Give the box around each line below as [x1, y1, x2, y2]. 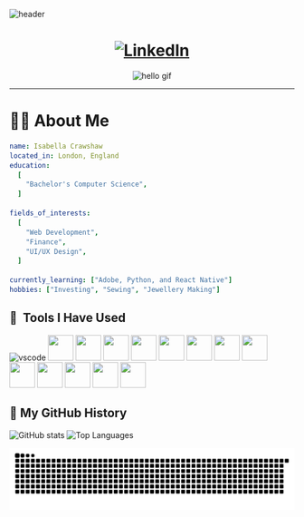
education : [9, 161, 51, 170]
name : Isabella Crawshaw [9, 141, 103, 151]
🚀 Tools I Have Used [9, 310, 127, 326]
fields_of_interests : [9, 209, 91, 218]
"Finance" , [25, 237, 67, 247]
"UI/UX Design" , [25, 247, 88, 256]
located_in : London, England [9, 151, 119, 161]
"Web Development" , [25, 228, 100, 237]
